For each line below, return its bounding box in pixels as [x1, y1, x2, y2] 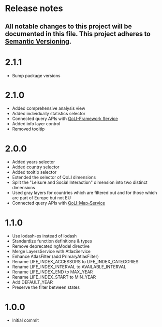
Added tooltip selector [12, 169, 57, 175]
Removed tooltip [12, 126, 45, 132]
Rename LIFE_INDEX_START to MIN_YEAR [12, 274, 96, 280]
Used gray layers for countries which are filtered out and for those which [12, 190, 157, 196]
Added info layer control [12, 121, 60, 127]
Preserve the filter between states [12, 284, 80, 290]
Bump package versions [12, 73, 60, 78]
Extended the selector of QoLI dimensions [12, 175, 96, 180]
